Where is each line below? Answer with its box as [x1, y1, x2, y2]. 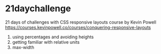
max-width [12, 44, 34, 50]
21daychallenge [5, 3, 71, 14]
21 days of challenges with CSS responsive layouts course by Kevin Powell [5, 19, 157, 25]
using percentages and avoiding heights [12, 34, 94, 40]
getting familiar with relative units [12, 39, 80, 45]
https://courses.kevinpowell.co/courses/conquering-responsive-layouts [5, 24, 151, 30]
